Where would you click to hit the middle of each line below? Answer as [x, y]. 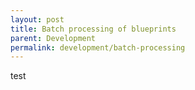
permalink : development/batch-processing [98, 47]
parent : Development [53, 38]
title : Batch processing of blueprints [93, 29]
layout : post [37, 19]
